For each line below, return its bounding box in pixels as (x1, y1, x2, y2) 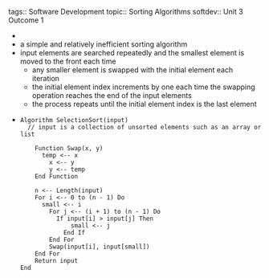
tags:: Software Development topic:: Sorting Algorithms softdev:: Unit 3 (8, 7, 243, 16)
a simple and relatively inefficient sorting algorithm (19, 39, 188, 49)
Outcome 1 (8, 15, 44, 25)
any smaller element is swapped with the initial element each (31, 65, 234, 75)
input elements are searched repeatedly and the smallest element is (19, 48, 245, 57)
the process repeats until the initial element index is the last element (31, 100, 257, 108)
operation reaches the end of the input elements (31, 91, 193, 100)
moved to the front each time (19, 56, 116, 66)
